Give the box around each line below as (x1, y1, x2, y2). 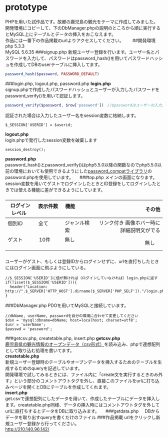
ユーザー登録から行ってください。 (9, 420, 79, 426)
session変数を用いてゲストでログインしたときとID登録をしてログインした (5, 180, 156, 186)
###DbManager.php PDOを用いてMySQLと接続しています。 (5, 302, 129, 308)
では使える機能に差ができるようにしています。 (9, 186, 105, 192)
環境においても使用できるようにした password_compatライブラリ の (13, 168, 152, 174)
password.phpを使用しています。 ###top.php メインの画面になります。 (5, 174, 157, 180)
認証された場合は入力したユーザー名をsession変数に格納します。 (5, 112, 139, 118)
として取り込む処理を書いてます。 (5, 347, 75, 353)
